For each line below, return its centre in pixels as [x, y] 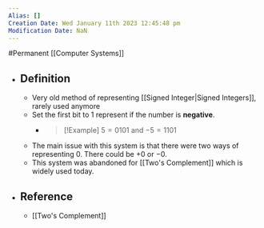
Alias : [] [25, 16]
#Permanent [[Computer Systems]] [66, 54]
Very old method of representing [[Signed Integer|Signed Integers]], [144, 98]
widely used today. [63, 171]
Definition [45, 78]
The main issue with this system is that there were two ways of [135, 146]
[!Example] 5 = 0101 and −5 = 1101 [120, 130]
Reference [46, 196]
